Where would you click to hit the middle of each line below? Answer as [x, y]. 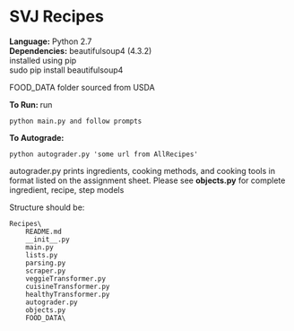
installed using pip [43, 60]
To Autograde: [37, 137]
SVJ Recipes [57, 17]
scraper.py [46, 271]
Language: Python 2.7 [51, 41]
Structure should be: [47, 207]
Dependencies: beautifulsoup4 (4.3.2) [81, 50]
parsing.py [46, 263]
